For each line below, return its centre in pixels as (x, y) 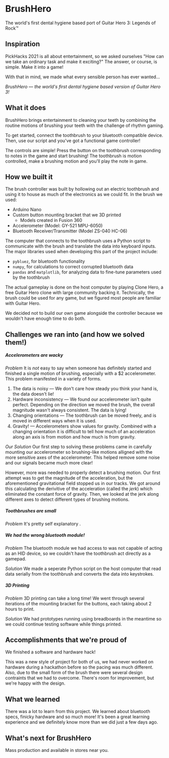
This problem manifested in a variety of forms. (53, 378)
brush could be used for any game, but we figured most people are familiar (83, 298)
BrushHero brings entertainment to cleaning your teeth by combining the (81, 120)
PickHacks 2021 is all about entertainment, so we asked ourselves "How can (84, 56)
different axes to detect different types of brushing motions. (67, 499)
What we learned (33, 699)
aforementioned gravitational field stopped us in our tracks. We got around (83, 483)
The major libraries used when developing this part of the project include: (81, 252)
